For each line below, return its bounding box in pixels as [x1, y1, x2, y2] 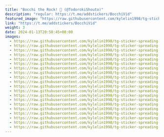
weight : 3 [5, 25, 25, 30]
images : [5, 34, 21, 39]
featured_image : [5, 16, 38, 21]
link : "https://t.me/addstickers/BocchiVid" [5, 20, 97, 26]
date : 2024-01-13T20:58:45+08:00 [5, 30, 73, 34]
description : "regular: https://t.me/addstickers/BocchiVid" [5, 12, 132, 17]
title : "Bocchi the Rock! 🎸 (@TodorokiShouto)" [5, 7, 104, 12]
